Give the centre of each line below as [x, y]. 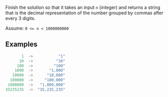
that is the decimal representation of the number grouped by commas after [84, 13]
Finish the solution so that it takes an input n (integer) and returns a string [83, 7]
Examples [21, 44]
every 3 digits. [21, 18]
